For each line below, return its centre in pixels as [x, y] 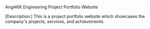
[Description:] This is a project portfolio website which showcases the [75, 16]
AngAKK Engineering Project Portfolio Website [52, 7]
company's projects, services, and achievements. [55, 22]
